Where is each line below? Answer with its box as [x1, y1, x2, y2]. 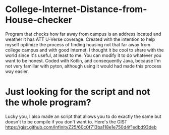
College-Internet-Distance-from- [5, 4, 147, 15]
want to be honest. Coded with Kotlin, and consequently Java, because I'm [5, 57, 161, 63]
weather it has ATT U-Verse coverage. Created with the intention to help [5, 36, 155, 42]
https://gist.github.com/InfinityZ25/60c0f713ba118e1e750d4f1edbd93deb [5, 124, 157, 130]
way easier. [5, 68, 29, 74]
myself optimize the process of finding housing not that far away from [5, 41, 150, 47]
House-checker [5, 14, 72, 26]
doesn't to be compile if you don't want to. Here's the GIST [5, 118, 128, 124]
